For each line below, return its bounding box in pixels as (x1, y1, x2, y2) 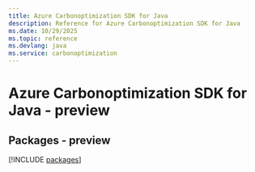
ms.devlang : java (8, 42, 67, 50)
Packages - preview (8, 133, 111, 147)
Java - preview (8, 102, 111, 120)
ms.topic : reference (8, 34, 79, 43)
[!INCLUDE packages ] (8, 155, 82, 164)
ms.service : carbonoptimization (8, 49, 117, 57)
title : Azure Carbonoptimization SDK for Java (8, 11, 168, 20)
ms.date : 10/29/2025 (8, 27, 79, 35)
